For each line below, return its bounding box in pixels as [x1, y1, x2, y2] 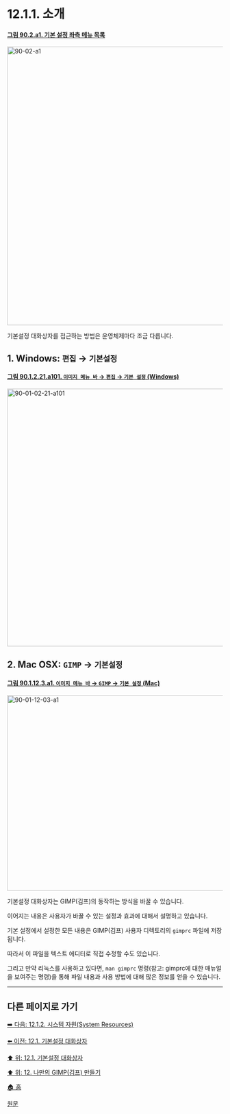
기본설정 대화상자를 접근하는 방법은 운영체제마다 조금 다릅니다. [7, 332, 174, 340]
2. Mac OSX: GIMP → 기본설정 [7, 659, 123, 671]
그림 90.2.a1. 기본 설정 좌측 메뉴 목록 [7, 30, 105, 38]
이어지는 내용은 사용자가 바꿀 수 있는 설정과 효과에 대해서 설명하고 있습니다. [7, 912, 208, 920]
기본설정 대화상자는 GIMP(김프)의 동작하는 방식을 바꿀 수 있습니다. [7, 897, 184, 905]
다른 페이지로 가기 [7, 1001, 78, 1012]
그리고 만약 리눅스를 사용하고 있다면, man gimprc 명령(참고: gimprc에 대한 [7, 964, 204, 972]
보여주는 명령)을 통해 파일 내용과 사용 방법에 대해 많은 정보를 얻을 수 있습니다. [14, 972, 221, 981]
